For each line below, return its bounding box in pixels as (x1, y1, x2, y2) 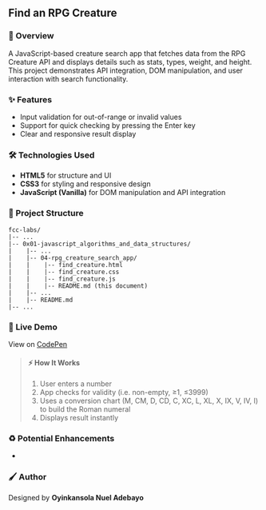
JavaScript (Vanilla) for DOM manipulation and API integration (19, 188, 226, 197)
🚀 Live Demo (8, 321, 58, 333)
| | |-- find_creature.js (8, 275, 116, 283)
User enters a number (39, 379, 113, 388)
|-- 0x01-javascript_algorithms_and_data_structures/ (8, 240, 192, 248)
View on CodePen (8, 339, 68, 349)
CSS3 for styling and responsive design (19, 179, 151, 189)
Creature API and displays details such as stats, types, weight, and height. (8, 57, 252, 66)
